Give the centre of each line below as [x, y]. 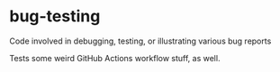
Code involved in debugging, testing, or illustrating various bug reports [140, 41]
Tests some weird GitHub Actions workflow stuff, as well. [115, 58]
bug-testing [55, 16]
